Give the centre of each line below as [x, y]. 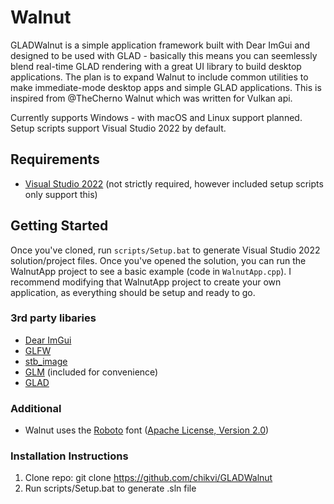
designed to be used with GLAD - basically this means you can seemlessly [164, 55]
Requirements [55, 159]
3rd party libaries [53, 318]
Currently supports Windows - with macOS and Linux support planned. [156, 117]
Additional [36, 408]
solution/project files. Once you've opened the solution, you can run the [158, 260]
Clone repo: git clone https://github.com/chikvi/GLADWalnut [148, 478]
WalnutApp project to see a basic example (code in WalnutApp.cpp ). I [151, 271]
